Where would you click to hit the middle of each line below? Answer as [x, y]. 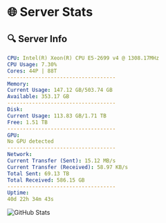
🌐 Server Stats [50, 12]
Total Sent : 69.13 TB [38, 173]
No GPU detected [30, 142]
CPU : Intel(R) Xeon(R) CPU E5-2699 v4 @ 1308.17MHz [83, 58]
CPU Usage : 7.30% [32, 64]
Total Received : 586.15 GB [46, 180]
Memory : [18, 84]
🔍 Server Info [37, 39]
